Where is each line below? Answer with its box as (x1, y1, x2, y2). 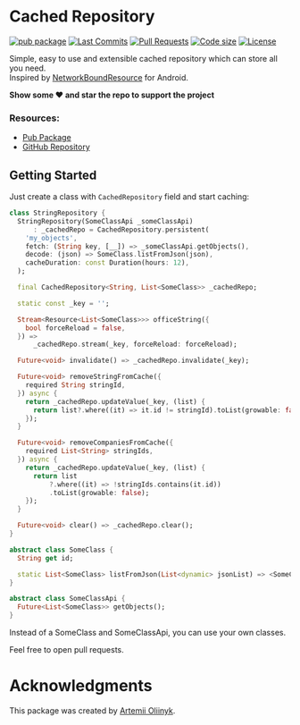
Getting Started (9, 167, 97, 182)
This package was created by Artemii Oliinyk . (9, 704, 176, 716)
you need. (9, 63, 46, 73)
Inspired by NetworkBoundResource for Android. (9, 72, 189, 82)
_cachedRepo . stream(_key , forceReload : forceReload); (32, 340, 238, 350)
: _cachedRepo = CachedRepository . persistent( (32, 225, 210, 234)
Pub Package (21, 132, 71, 143)
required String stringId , (25, 381, 126, 390)
